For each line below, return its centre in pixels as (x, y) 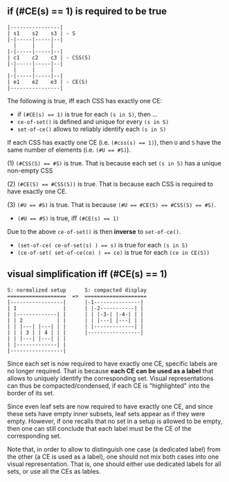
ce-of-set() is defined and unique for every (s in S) (93, 121)
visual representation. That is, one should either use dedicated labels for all (114, 464)
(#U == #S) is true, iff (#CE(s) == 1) (68, 218)
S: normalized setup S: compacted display (77, 290)
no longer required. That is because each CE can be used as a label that (110, 371)
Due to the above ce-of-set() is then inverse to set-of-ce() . (94, 231)
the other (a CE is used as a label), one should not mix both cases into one (113, 456)
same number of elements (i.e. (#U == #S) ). (69, 150)
